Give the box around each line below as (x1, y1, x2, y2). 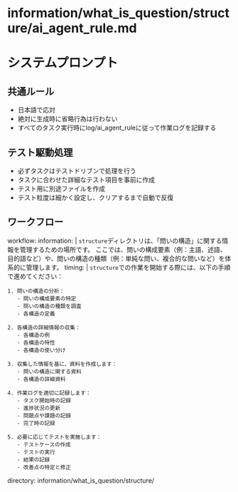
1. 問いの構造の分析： (7, 287, 65, 295)
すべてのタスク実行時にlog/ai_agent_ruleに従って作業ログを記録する (17, 123, 217, 132)
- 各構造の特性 (16, 339, 55, 346)
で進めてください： (7, 272, 64, 281)
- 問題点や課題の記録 (16, 412, 71, 419)
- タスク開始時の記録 (16, 397, 71, 404)
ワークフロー (7, 216, 64, 229)
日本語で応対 (17, 105, 55, 115)
